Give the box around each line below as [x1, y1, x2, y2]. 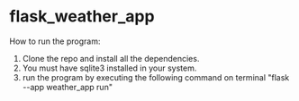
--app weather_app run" [22, 81, 113, 92]
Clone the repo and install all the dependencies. [22, 53, 200, 63]
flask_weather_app [9, 6, 155, 27]
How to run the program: [9, 36, 101, 46]
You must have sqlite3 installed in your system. [22, 63, 197, 73]
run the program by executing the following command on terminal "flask [22, 72, 290, 82]
